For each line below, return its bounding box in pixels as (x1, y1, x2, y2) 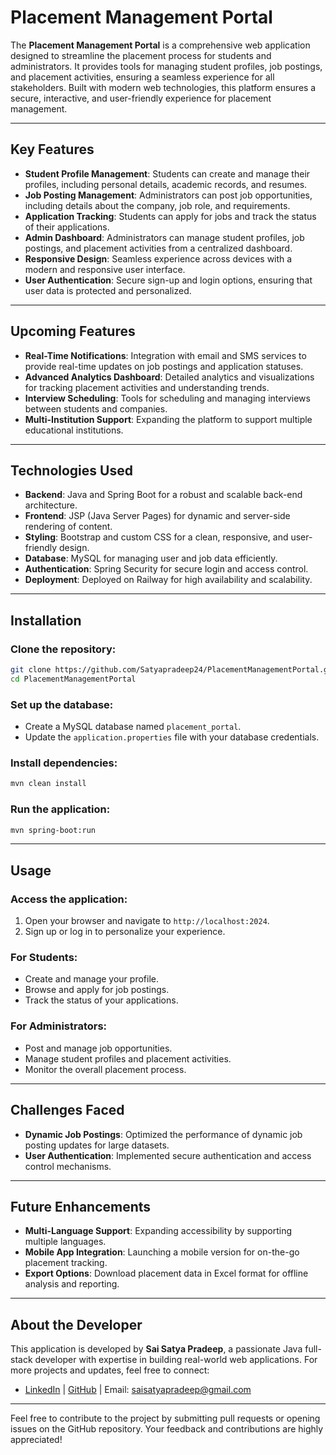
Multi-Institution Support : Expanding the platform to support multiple (24, 413, 313, 425)
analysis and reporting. (24, 1278, 120, 1290)
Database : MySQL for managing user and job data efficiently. (24, 552, 278, 565)
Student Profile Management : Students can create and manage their (24, 167, 311, 180)
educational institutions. (24, 424, 124, 436)
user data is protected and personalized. (24, 284, 192, 296)
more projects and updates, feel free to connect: (10, 1364, 210, 1376)
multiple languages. (24, 1236, 107, 1248)
